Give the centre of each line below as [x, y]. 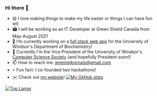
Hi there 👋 [17, 8]
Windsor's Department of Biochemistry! [52, 47]
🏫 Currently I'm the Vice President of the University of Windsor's [77, 52]
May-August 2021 [30, 36]
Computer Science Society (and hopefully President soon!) [71, 57]
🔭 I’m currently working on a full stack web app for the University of [80, 42]
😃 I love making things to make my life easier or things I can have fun [82, 19]
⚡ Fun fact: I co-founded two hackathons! [54, 70]
